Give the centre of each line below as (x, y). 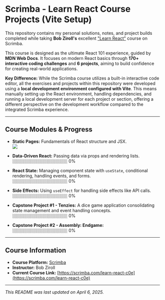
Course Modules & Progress (49, 129)
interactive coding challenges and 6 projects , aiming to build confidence (80, 63)
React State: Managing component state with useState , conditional (80, 170)
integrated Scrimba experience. (37, 109)
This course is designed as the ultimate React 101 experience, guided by (78, 53)
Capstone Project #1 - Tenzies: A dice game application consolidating (83, 205)
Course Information (36, 251)
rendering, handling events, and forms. (51, 176)
